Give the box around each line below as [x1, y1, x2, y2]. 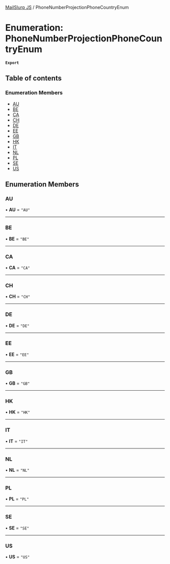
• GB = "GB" [5, 380, 30, 387]
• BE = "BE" [5, 236, 29, 242]
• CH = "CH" [5, 293, 30, 299]
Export [5, 60, 19, 65]
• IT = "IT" [5, 438, 28, 444]
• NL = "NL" [5, 467, 30, 473]
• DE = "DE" [5, 322, 30, 328]
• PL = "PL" [5, 496, 29, 502]
